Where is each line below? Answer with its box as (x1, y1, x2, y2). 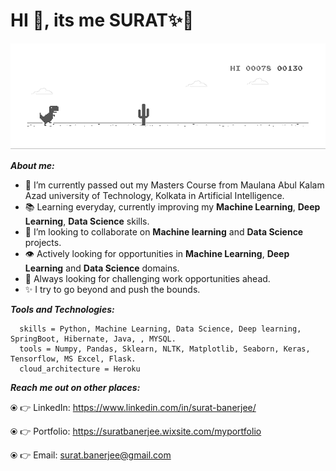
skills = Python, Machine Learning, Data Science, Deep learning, (19, 324, 302, 334)
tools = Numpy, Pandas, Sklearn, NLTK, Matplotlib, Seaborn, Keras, (19, 344, 311, 354)
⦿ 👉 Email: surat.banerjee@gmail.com (10, 449, 172, 461)
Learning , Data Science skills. (24, 215, 150, 227)
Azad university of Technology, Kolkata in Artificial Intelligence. (24, 189, 285, 201)
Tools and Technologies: (10, 303, 115, 315)
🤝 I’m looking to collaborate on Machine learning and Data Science (24, 225, 304, 238)
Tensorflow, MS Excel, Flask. (10, 354, 137, 364)
